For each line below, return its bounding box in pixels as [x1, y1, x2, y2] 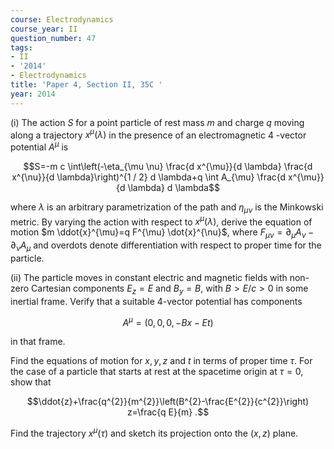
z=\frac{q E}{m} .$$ [126, 406, 210, 418]
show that [10, 376, 52, 388]
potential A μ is [10, 139, 69, 153]
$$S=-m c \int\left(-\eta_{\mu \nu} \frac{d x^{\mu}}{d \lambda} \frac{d [23, 160, 313, 172]
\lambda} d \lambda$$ [127, 181, 220, 193]
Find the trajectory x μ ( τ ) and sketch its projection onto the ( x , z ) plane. [10, 426, 299, 440]
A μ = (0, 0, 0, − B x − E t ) [122, 314, 214, 328]
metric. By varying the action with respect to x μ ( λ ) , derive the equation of [10, 214, 313, 228]
